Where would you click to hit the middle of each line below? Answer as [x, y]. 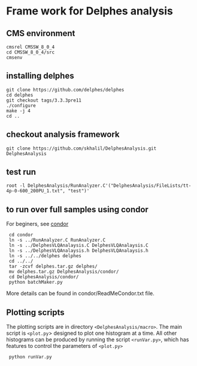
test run [21, 172]
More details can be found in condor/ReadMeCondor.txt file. [80, 293]
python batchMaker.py [36, 282]
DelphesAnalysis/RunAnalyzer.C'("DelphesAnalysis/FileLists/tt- [110, 186]
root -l [16, 186]
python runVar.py [30, 357]
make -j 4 [19, 111]
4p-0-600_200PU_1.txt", [36, 191]
